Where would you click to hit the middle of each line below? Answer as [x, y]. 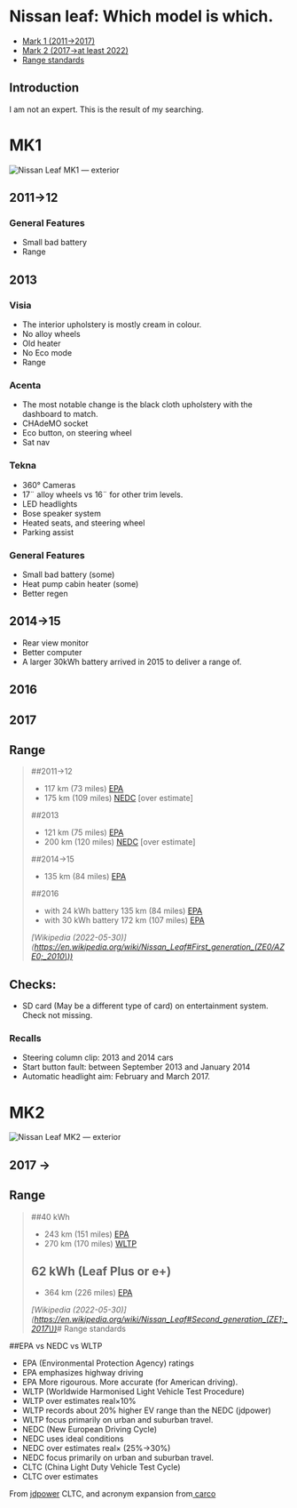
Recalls [25, 1039]
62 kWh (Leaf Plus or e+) [101, 1271]
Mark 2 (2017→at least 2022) [75, 50]
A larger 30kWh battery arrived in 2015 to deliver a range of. [132, 662]
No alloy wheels [51, 334]
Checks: [33, 984]
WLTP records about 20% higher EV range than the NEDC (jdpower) [147, 1410]
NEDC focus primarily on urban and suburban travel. [118, 1458]
